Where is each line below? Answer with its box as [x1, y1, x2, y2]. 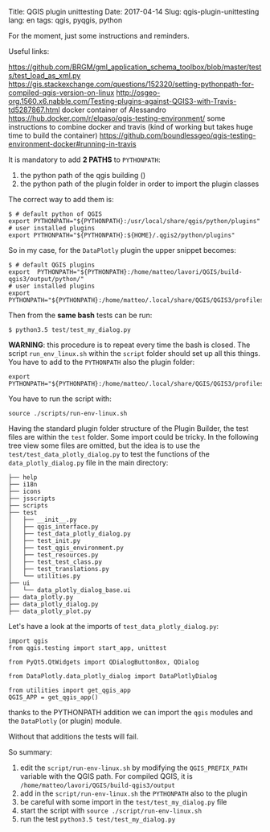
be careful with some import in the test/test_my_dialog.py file [19, 797, 227, 806]
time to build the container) [8, 130, 98, 140]
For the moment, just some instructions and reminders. [8, 31, 190, 40]
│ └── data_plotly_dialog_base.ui [8, 586, 131, 594]
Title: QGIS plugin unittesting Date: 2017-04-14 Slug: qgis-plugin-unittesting [8, 7, 260, 16]
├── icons [8, 487, 42, 495]
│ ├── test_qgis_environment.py [8, 544, 125, 552]
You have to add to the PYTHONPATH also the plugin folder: [8, 358, 195, 366]
